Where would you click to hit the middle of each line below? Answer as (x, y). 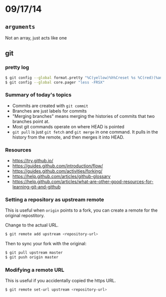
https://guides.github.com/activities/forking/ (57, 171)
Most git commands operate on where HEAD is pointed (68, 126)
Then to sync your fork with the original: (46, 244)
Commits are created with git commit (50, 106)
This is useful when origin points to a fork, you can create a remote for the (82, 210)
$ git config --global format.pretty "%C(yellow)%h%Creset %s (70, 77)
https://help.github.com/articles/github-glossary (61, 177)
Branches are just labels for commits (49, 111)
